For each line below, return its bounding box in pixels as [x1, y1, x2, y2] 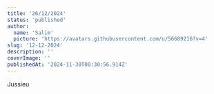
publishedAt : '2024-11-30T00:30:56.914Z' [7, 61, 128, 68]
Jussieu [7, 80, 30, 88]
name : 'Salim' [13, 29, 54, 36]
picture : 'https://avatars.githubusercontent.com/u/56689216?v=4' [13, 36, 208, 43]
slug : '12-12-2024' [7, 42, 64, 49]
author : [7, 23, 30, 30]
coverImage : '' [7, 55, 51, 62]
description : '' [7, 49, 54, 56]
